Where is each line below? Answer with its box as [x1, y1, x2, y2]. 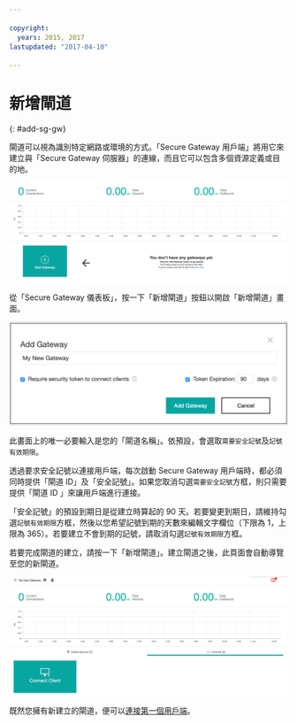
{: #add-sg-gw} [9, 124, 66, 135]
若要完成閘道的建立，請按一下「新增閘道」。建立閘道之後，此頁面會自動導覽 [9, 547, 285, 558]
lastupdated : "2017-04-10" [9, 42, 109, 51]
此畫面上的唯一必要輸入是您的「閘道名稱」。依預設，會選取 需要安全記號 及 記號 [9, 435, 283, 446]
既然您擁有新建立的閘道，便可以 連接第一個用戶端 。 [9, 705, 195, 716]
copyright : [9, 23, 49, 33]
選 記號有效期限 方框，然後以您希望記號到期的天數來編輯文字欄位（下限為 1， [9, 518, 278, 528]
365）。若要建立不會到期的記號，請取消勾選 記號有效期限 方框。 [26, 528, 247, 539]
